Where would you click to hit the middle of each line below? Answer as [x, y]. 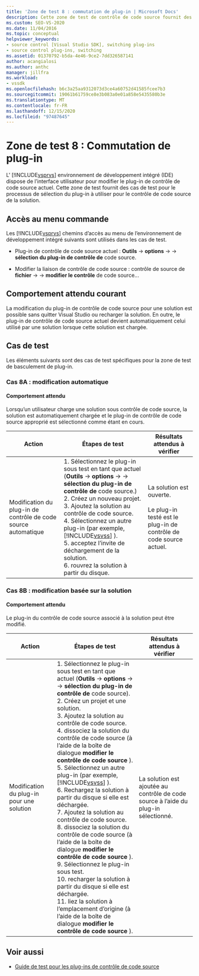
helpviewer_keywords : [33, 39]
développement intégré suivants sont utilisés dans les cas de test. [86, 239]
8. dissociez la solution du [93, 827]
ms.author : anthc [28, 67]
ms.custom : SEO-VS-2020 [36, 23]
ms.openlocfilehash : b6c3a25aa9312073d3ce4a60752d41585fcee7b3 [86, 89]
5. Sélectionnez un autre [91, 767]
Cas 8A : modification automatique [57, 382]
